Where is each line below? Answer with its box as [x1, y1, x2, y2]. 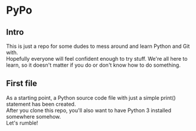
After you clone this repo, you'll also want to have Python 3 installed [6, 107, 172, 114]
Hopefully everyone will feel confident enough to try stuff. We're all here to [6, 55, 188, 62]
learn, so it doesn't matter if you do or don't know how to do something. [6, 61, 181, 68]
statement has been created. [6, 100, 76, 107]
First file [6, 78, 37, 89]
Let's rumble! [6, 119, 38, 126]
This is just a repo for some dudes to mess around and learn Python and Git [6, 42, 190, 50]
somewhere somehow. [6, 113, 61, 120]
